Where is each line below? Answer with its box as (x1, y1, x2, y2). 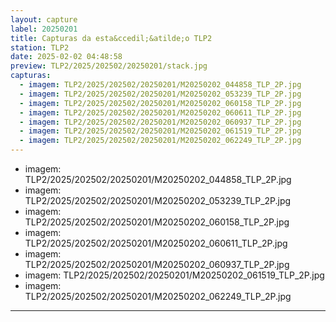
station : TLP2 (10, 42, 70, 53)
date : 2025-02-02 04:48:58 (10, 52, 123, 62)
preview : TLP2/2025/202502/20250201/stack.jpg (10, 61, 208, 71)
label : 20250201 (10, 24, 78, 34)
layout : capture (10, 14, 78, 25)
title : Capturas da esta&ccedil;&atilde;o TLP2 (10, 33, 213, 43)
